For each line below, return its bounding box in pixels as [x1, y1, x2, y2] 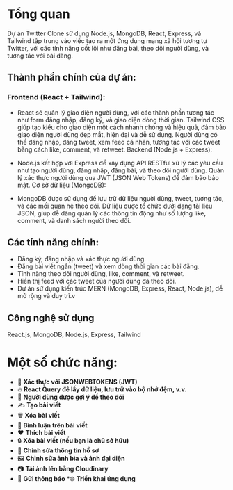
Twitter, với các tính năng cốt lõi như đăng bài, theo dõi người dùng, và [7, 44, 209, 52]
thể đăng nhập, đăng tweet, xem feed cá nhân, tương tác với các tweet [17, 138, 220, 146]
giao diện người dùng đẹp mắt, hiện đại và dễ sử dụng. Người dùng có [17, 130, 218, 138]
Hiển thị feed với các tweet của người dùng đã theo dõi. [17, 277, 177, 286]
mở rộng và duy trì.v [17, 292, 76, 300]
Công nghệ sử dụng [7, 312, 95, 324]
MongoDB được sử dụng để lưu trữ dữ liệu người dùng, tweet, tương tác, [17, 194, 224, 202]
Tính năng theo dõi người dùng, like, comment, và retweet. [17, 270, 185, 278]
